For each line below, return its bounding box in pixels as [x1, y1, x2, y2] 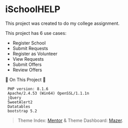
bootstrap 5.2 [7, 108, 37, 113]
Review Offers [12, 67, 42, 73]
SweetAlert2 [7, 100, 33, 105]
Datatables [7, 104, 30, 109]
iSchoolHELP [5, 4, 61, 15]
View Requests [12, 56, 44, 62]
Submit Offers [12, 61, 42, 67]
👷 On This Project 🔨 [5, 76, 46, 82]
